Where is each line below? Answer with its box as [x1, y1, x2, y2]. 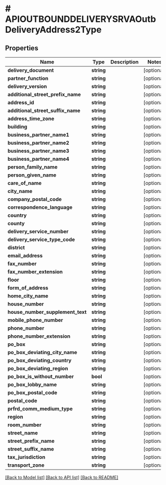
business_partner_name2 [7, 139, 70, 146]
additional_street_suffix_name [7, 107, 81, 114]
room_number [7, 422, 42, 428]
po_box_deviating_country [7, 357, 72, 364]
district [7, 244, 25, 251]
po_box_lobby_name [7, 381, 57, 388]
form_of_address [7, 285, 48, 291]
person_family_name [7, 164, 58, 170]
